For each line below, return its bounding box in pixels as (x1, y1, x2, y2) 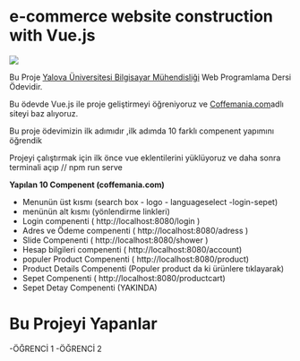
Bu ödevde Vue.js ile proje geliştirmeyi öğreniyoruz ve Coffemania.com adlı (9, 99, 284, 109)
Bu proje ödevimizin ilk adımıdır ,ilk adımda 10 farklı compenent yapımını (9, 125, 275, 136)
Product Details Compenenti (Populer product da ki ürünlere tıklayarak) (21, 262, 285, 274)
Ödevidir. (9, 81, 43, 91)
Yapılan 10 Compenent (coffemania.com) (9, 179, 166, 190)
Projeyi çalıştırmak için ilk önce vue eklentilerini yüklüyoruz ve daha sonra (9, 152, 281, 163)
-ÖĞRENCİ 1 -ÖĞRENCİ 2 (9, 343, 103, 354)
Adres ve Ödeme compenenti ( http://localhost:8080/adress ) (21, 225, 249, 236)
